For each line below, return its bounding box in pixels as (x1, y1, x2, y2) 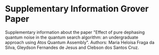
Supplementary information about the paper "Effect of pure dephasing (5, 29, 145, 35)
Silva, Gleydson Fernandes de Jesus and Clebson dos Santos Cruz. (5, 44, 139, 50)
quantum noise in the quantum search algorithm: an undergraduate (5, 34, 139, 40)
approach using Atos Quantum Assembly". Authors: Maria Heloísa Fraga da (5, 39, 155, 45)
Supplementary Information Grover (5, 3, 149, 14)
